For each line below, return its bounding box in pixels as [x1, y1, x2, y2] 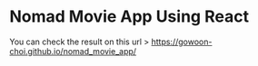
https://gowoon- [151, 36, 213, 47]
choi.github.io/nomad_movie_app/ [9, 45, 137, 56]
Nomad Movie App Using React [9, 6, 250, 27]
